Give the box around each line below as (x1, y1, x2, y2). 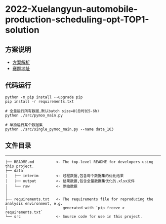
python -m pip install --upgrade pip (5, 95, 83, 100)
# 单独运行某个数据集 (5, 122, 43, 127)
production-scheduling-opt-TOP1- (5, 14, 149, 25)
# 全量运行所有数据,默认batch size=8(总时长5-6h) (5, 109, 100, 113)
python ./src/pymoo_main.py (5, 112, 63, 118)
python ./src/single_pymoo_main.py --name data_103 (5, 127, 114, 132)
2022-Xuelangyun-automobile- (5, 3, 138, 15)
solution (5, 25, 40, 36)
